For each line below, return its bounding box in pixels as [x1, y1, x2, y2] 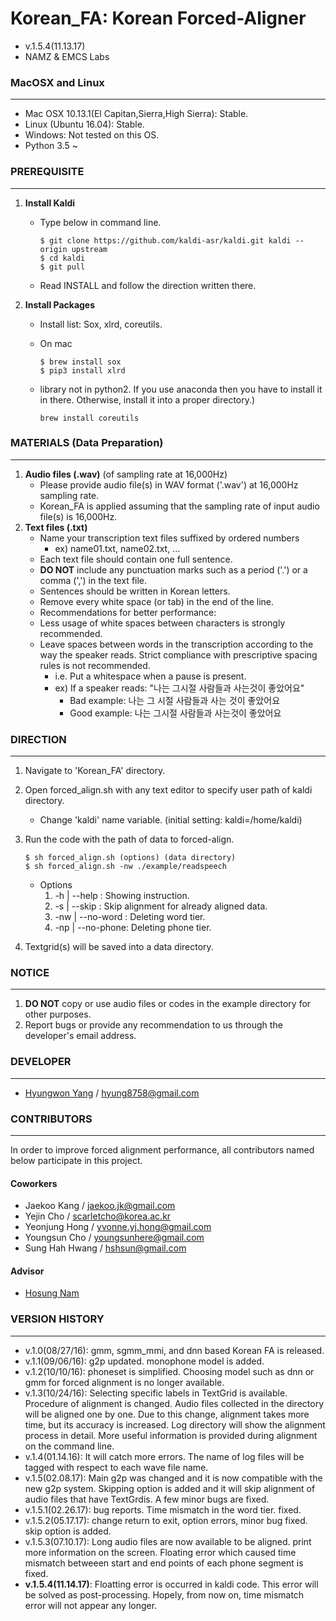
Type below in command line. [39, 216, 162, 228]
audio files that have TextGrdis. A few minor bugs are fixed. [24, 1493, 270, 1505]
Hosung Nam [24, 1287, 80, 1299]
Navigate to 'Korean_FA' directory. [24, 765, 166, 777]
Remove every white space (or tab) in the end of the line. [39, 595, 275, 607]
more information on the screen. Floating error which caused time [24, 1546, 297, 1558]
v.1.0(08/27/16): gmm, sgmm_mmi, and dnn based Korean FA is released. [24, 1344, 325, 1356]
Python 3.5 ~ [24, 140, 78, 152]
